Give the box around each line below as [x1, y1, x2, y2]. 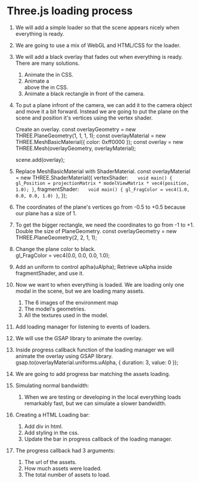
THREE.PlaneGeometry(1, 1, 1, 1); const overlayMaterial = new [15, 132, 166, 139]
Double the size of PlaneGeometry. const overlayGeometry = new [15, 227, 177, 234]
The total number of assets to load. [24, 471, 111, 478]
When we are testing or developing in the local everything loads [24, 393, 181, 400]
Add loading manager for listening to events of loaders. [15, 323, 151, 330]
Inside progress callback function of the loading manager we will [15, 346, 175, 353]
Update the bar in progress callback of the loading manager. [24, 435, 172, 443]
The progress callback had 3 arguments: [15, 447, 116, 454]
